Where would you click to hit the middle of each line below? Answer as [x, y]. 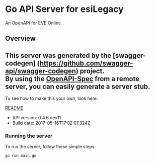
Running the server [29, 136]
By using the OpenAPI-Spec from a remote [72, 79]
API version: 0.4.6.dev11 [37, 118]
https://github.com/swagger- [86, 63]
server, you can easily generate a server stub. [78, 86]
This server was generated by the [58, 55]
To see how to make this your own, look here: [52, 98]
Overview [21, 39]
